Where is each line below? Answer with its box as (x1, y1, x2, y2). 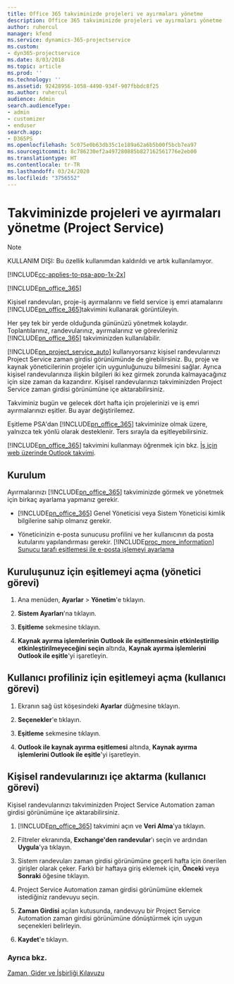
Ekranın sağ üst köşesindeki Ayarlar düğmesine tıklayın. (17, 702, 180, 710)
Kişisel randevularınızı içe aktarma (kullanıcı (7, 771, 207, 783)
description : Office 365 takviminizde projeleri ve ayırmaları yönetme (7, 17, 222, 24)
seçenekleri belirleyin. (17, 921, 82, 930)
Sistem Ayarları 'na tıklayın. (17, 609, 97, 618)
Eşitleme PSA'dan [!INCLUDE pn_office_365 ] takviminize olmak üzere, (7, 420, 208, 428)
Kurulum (7, 469, 47, 481)
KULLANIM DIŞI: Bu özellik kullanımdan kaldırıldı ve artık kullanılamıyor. (7, 257, 214, 265)
